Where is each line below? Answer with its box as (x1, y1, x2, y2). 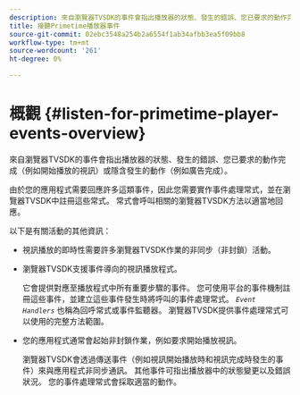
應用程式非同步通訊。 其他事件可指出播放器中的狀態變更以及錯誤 (53, 365, 291, 375)
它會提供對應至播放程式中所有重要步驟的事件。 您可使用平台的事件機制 (21, 282, 283, 293)
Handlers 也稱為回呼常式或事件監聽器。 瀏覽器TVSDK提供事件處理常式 (21, 305, 281, 315)
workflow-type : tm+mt (9, 38, 90, 47)
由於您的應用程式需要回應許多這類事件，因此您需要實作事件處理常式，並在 (9, 184, 283, 195)
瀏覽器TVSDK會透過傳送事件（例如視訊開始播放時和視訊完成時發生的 (21, 354, 276, 365)
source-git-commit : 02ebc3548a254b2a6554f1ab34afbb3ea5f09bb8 (9, 29, 246, 38)
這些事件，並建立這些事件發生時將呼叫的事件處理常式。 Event (29, 293, 256, 304)
